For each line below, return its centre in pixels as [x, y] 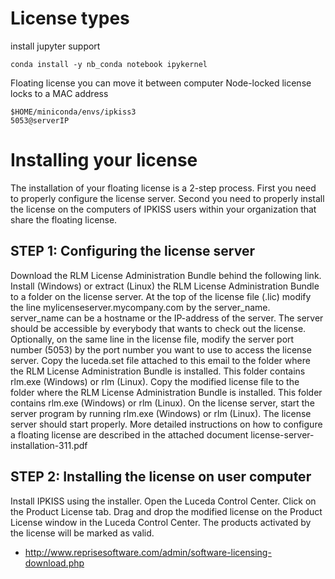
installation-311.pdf [49, 445]
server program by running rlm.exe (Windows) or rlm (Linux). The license [161, 413]
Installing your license [104, 160]
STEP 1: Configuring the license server [132, 251]
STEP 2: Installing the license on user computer [161, 477]
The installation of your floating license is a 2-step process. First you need [163, 188]
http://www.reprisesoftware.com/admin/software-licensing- [148, 552]
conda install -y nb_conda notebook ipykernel [109, 64]
